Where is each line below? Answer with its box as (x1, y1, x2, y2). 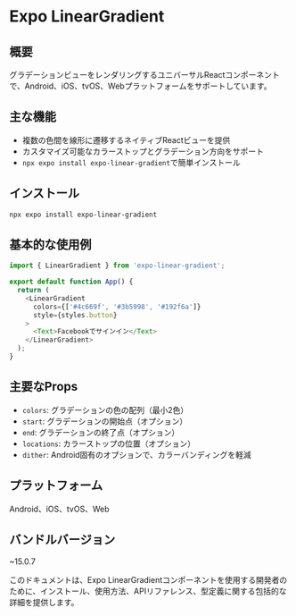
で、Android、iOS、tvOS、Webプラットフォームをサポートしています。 (9, 80, 272, 91)
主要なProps (9, 379, 78, 394)
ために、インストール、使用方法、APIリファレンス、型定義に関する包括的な (9, 586, 287, 596)
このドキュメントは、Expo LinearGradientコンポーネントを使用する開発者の (9, 575, 288, 586)
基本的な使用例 (9, 237, 92, 252)
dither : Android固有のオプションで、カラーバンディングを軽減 (21, 449, 251, 460)
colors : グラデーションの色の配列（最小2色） (21, 404, 189, 415)
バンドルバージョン (9, 532, 116, 547)
